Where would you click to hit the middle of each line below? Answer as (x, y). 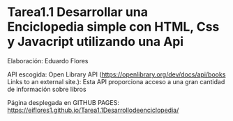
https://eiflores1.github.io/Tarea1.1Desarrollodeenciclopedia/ (93, 110)
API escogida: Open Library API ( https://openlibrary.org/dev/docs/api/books (116, 74)
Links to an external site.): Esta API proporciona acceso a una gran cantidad (116, 81)
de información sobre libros (47, 89)
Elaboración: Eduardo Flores (48, 60)
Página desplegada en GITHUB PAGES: (63, 102)
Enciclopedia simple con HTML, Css (113, 27)
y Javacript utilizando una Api (96, 42)
